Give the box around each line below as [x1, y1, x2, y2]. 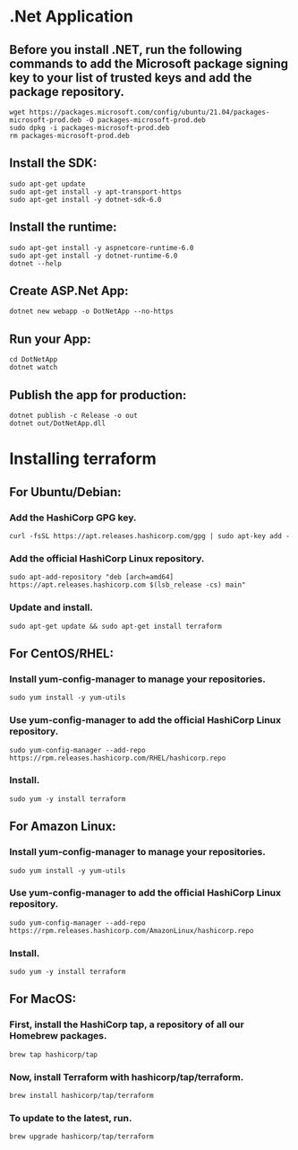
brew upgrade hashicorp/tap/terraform [9, 1132, 154, 1141]
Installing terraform [9, 449, 157, 469]
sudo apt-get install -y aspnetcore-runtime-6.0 [9, 243, 194, 252]
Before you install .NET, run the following [9, 42, 243, 57]
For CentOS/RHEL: [9, 646, 115, 661]
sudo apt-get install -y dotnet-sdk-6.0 [9, 195, 163, 204]
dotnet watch [9, 363, 58, 372]
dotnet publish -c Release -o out [9, 411, 139, 421]
